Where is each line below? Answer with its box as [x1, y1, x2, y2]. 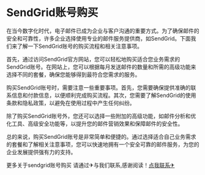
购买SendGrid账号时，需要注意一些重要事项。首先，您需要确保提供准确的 [6, 84, 191, 91]
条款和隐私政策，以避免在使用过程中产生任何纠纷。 [6, 99, 135, 106]
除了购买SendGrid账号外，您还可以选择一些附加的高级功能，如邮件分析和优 [6, 112, 196, 120]
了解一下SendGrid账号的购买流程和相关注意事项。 [17, 42, 143, 50]
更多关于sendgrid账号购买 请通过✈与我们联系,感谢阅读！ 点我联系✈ [6, 161, 175, 169]
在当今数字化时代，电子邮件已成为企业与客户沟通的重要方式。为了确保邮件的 [6, 27, 199, 34]
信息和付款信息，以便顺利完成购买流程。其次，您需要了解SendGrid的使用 [11, 91, 196, 99]
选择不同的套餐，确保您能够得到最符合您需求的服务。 [6, 71, 141, 78]
